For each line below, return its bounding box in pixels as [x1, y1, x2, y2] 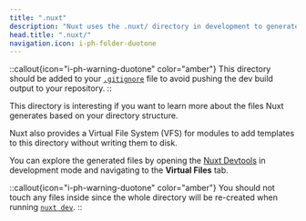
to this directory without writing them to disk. [9, 137, 178, 148]
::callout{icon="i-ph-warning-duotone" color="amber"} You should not [9, 183, 275, 194]
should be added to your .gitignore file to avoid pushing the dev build [9, 74, 273, 85]
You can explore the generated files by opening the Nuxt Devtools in [9, 156, 266, 166]
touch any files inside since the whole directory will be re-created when [9, 192, 279, 203]
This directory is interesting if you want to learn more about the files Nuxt [9, 101, 284, 112]
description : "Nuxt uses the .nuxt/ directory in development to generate [9, 22, 300, 31]
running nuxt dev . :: [9, 202, 83, 213]
